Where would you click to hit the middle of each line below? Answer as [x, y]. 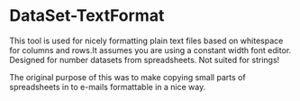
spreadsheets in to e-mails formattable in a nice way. [108, 87]
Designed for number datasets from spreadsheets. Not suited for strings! [145, 60]
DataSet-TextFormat [87, 16]
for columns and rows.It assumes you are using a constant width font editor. [150, 50]
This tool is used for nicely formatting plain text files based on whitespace [146, 41]
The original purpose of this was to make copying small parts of [127, 77]
